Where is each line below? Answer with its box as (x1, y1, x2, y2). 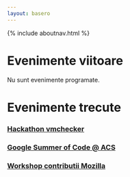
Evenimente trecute (7, 99, 122, 115)
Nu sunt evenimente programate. (7, 75, 101, 84)
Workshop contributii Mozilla (7, 161, 106, 170)
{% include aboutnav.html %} (7, 29, 90, 37)
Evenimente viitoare (7, 53, 123, 69)
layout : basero (7, 10, 51, 17)
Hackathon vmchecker (7, 124, 85, 134)
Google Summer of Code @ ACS (7, 142, 116, 152)
